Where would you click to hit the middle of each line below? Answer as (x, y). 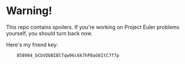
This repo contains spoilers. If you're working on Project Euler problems (93, 27)
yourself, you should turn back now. (49, 33)
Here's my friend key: (32, 45)
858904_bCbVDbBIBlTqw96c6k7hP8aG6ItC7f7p (68, 55)
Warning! (29, 11)
